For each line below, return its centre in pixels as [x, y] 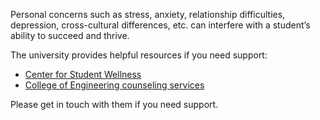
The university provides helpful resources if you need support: [139, 55]
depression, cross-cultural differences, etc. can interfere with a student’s [160, 25]
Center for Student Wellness [83, 74]
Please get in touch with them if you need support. [114, 104]
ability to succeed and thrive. [70, 35]
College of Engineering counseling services [114, 85]
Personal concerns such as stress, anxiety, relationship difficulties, [148, 14]
